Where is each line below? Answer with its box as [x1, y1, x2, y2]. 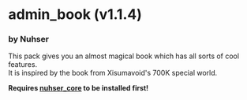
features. [8, 60, 38, 69]
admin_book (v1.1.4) [8, 6, 142, 24]
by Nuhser [8, 34, 50, 45]
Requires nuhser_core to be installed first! [8, 83, 149, 93]
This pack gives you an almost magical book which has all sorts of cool [8, 51, 239, 61]
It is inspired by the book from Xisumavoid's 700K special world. [8, 69, 218, 78]
